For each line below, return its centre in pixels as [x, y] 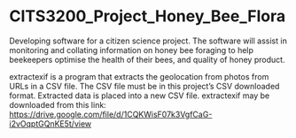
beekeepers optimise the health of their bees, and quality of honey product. [147, 59]
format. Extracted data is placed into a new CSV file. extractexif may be [140, 96]
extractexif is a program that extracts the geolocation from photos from [139, 76]
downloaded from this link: [58, 104]
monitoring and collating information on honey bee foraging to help [132, 50]
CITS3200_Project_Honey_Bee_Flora [148, 16]
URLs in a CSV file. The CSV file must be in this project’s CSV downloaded [144, 86]
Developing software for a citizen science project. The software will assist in [148, 41]
